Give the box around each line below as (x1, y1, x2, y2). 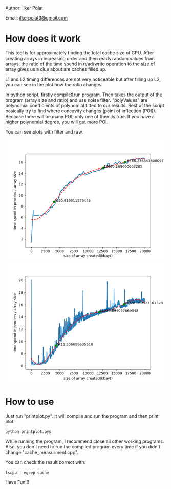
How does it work (5, 33, 81, 45)
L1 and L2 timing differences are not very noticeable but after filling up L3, (5, 76, 161, 82)
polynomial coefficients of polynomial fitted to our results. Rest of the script (5, 102, 165, 108)
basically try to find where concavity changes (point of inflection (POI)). (5, 108, 157, 114)
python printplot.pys (5, 429, 52, 434)
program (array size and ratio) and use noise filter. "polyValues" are (5, 97, 148, 103)
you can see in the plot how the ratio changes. (5, 81, 103, 87)
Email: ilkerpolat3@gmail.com (5, 15, 68, 21)
